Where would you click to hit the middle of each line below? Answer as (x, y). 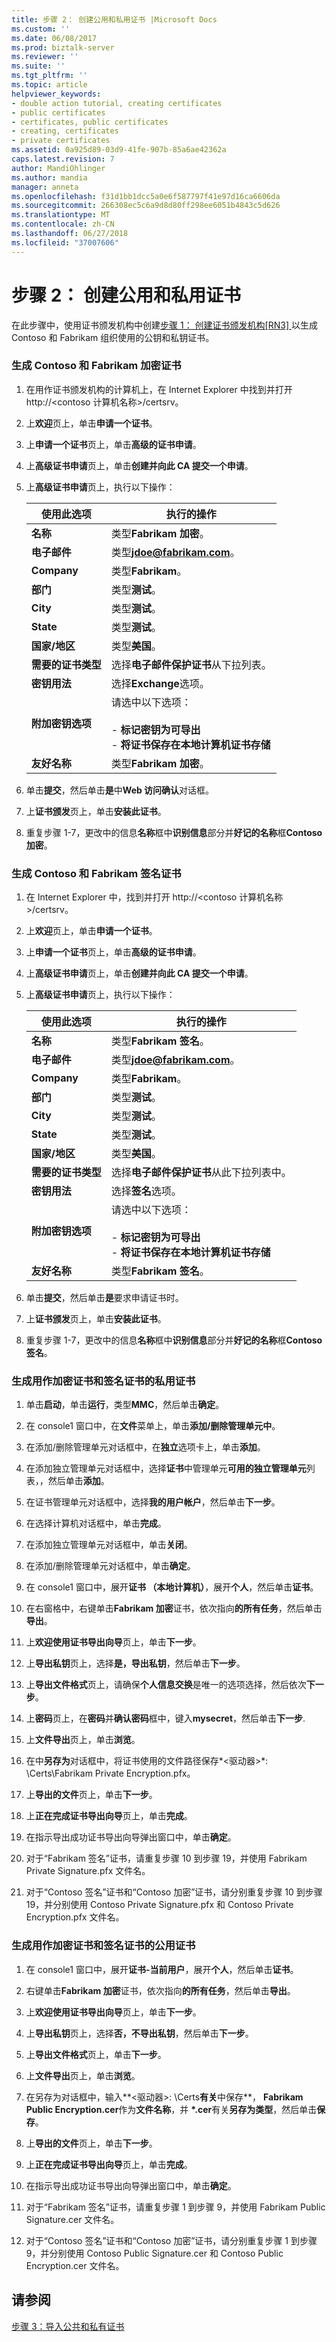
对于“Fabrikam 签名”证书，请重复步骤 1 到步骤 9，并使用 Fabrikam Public (175, 2207)
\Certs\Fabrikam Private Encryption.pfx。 (110, 1773)
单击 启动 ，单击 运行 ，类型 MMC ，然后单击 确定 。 (125, 1405)
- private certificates (61, 141)
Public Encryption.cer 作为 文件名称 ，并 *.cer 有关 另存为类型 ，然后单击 (171, 2109)
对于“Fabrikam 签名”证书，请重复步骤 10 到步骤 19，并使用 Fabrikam (166, 1858)
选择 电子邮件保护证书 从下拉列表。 (191, 664)
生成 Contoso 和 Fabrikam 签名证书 (96, 873)
